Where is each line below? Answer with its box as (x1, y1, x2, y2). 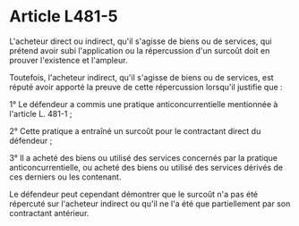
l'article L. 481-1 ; (9, 108, 73, 119)
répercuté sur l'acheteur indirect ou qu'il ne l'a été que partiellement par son (9, 198, 291, 209)
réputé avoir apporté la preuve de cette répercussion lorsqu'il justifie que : (9, 81, 284, 92)
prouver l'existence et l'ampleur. (9, 54, 128, 65)
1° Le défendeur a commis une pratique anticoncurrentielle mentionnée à (9, 98, 278, 109)
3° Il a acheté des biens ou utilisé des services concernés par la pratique (9, 152, 278, 163)
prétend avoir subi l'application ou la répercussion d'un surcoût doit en (9, 45, 270, 55)
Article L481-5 (9, 6, 118, 27)
